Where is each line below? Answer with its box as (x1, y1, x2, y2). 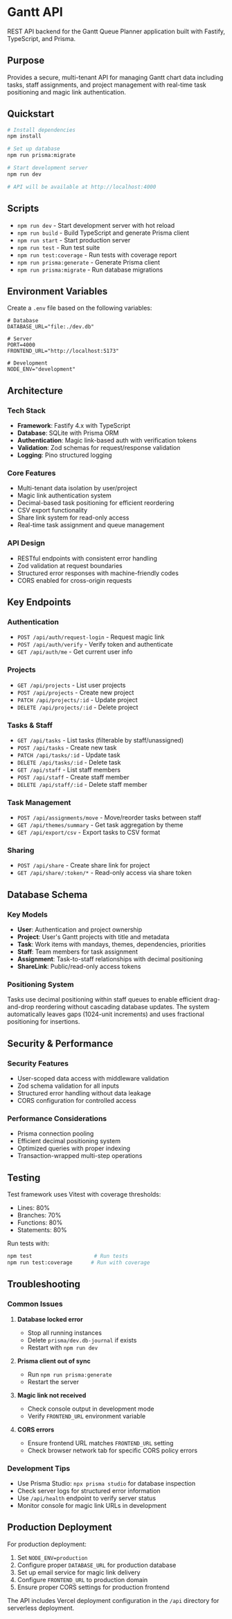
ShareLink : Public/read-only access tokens (17, 963, 141, 971)
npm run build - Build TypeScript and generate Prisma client (17, 229, 190, 237)
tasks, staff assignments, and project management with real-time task (7, 81, 206, 89)
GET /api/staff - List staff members (17, 765, 121, 774)
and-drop (7, 1003, 35, 1011)
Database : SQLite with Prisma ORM (17, 429, 119, 437)
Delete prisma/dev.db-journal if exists (27, 1336, 137, 1344)
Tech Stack (7, 406, 46, 415)
